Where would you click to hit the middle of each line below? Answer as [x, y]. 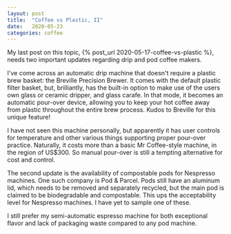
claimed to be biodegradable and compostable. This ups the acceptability [112, 195]
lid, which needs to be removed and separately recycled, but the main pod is [116, 188]
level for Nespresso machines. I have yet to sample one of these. [99, 203]
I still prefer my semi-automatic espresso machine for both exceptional [108, 216]
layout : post [26, 13]
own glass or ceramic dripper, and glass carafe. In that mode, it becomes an [115, 95]
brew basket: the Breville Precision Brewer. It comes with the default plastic [114, 81]
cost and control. [31, 160]
